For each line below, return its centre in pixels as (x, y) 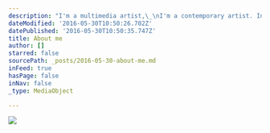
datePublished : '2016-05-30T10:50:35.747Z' (82, 31)
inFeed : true (30, 69)
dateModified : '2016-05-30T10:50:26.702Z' (80, 23)
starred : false (34, 53)
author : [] (27, 46)
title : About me (35, 38)
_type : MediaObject (41, 91)
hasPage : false (34, 76)
